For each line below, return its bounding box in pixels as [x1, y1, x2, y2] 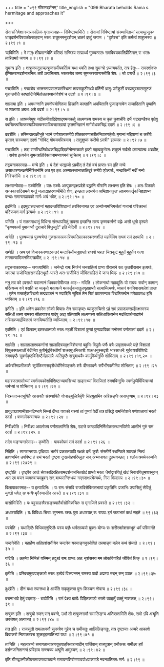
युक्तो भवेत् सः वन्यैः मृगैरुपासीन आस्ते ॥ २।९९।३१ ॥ [5, 490, 89, 496]
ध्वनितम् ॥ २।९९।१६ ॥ [5, 296, 44, 302]
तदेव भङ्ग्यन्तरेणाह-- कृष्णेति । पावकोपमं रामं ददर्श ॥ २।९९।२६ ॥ [5, 439, 110, 445]
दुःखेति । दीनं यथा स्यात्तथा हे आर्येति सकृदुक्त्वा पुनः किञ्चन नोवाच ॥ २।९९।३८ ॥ [5, 586, 133, 591]
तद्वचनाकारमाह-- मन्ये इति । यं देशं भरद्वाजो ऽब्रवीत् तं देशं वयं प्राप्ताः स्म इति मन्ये [5, 162, 126, 168]
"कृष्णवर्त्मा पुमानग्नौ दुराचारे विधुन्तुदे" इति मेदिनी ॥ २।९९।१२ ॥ [5, 224, 105, 230]
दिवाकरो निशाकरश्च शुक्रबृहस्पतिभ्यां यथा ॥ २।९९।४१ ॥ [5, 632, 94, 637]
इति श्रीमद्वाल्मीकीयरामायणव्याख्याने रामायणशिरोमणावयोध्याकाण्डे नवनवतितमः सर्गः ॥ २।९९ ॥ [5, 657, 145, 662]
